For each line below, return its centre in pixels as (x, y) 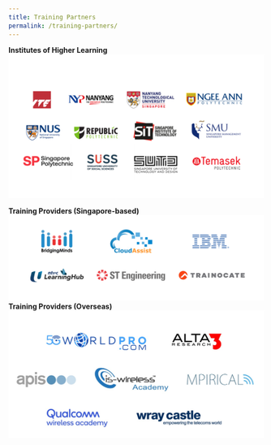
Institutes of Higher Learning (58, 50)
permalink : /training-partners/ (63, 26)
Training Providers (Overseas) (60, 307)
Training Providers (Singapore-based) (74, 211)
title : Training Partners (52, 17)
